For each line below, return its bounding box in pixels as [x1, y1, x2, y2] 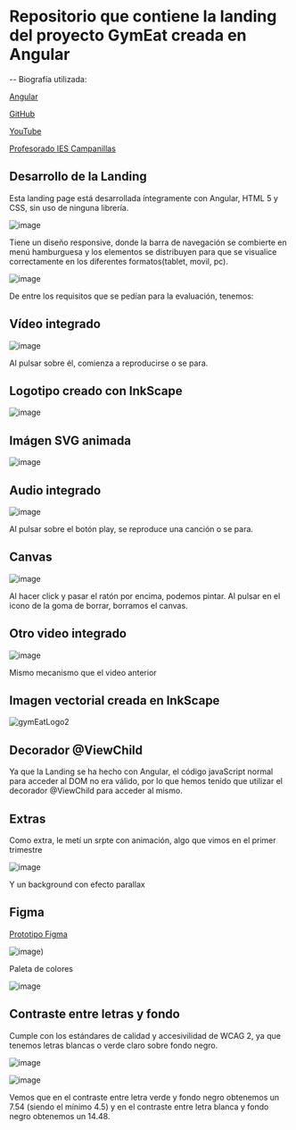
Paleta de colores [9, 963, 74, 974]
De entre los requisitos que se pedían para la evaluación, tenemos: [9, 291, 254, 301]
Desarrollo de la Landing [9, 169, 147, 184]
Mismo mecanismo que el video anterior [9, 667, 158, 678]
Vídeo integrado [9, 316, 101, 332]
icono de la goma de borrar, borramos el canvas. [9, 600, 189, 611]
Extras [9, 811, 46, 826]
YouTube [9, 125, 42, 136]
